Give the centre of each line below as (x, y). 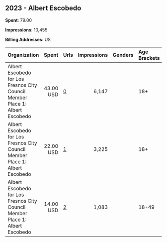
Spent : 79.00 (19, 20)
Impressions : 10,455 (26, 30)
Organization (23, 55)
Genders (123, 55)
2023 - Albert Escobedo (43, 8)
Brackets (149, 58)
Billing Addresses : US (28, 39)
